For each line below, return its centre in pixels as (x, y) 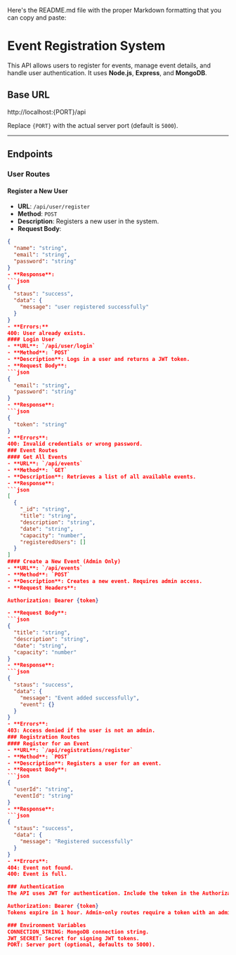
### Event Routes (33, 451)
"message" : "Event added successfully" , (80, 698)
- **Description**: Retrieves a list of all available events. (102, 477)
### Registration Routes (44, 737)
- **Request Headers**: (42, 588)
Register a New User (38, 191)
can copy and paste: (37, 18)
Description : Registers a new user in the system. (88, 221)
